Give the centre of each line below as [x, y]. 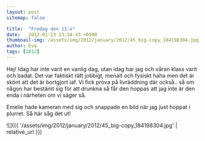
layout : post [23, 12]
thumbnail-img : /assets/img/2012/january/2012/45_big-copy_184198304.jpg [103, 40]
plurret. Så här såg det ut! [39, 113]
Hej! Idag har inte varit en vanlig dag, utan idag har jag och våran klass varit [102, 69]
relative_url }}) [24, 132]
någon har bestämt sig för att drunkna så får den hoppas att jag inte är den [101, 88]
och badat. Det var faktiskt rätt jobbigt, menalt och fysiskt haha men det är [100, 75]
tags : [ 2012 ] [23, 52]
